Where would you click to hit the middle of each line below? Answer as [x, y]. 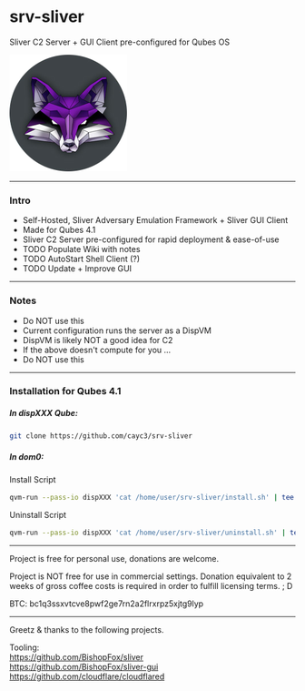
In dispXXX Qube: [44, 413]
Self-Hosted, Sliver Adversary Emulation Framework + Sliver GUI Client [155, 220]
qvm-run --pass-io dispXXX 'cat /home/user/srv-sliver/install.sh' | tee [152, 498]
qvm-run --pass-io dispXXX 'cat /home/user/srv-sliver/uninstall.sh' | [148, 533]
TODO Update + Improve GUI [77, 269]
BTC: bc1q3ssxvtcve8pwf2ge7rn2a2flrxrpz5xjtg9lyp [107, 604]
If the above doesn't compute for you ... [97, 350]
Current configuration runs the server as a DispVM [117, 330]
